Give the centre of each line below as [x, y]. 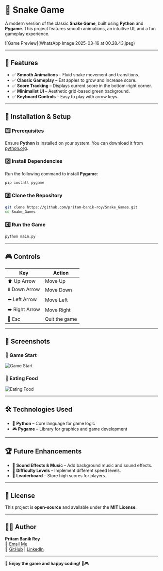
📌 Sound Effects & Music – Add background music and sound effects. [82, 466]
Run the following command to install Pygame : [52, 173]
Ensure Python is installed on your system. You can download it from [74, 143]
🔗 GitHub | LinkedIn [24, 549]
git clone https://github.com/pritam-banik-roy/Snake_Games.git [71, 207]
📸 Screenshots [28, 341]
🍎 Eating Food [22, 379]
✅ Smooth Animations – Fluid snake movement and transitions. [76, 74]
